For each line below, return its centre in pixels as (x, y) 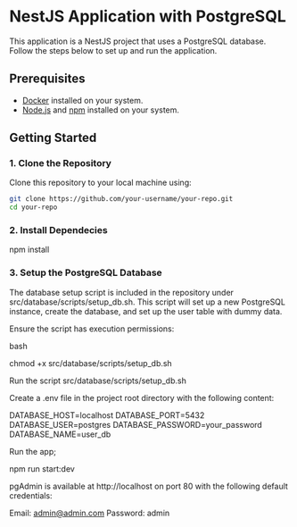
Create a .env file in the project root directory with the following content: (142, 397)
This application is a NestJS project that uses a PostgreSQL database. (138, 41)
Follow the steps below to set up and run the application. (113, 50)
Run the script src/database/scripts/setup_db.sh (98, 381)
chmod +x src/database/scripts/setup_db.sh (91, 363)
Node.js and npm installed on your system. (101, 110)
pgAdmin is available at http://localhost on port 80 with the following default (148, 486)
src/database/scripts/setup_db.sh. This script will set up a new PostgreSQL (147, 302)
